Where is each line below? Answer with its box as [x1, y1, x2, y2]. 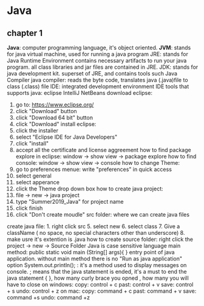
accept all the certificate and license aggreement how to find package [15, 147, 191, 153]
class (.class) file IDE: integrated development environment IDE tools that [7, 83, 189, 90]
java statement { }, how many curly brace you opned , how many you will [7, 274, 189, 282]
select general [15, 172, 52, 179]
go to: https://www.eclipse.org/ [15, 101, 94, 108]
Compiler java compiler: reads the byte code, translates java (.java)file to [7, 77, 188, 83]
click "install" [15, 140, 49, 147]
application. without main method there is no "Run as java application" [7, 255, 183, 262]
